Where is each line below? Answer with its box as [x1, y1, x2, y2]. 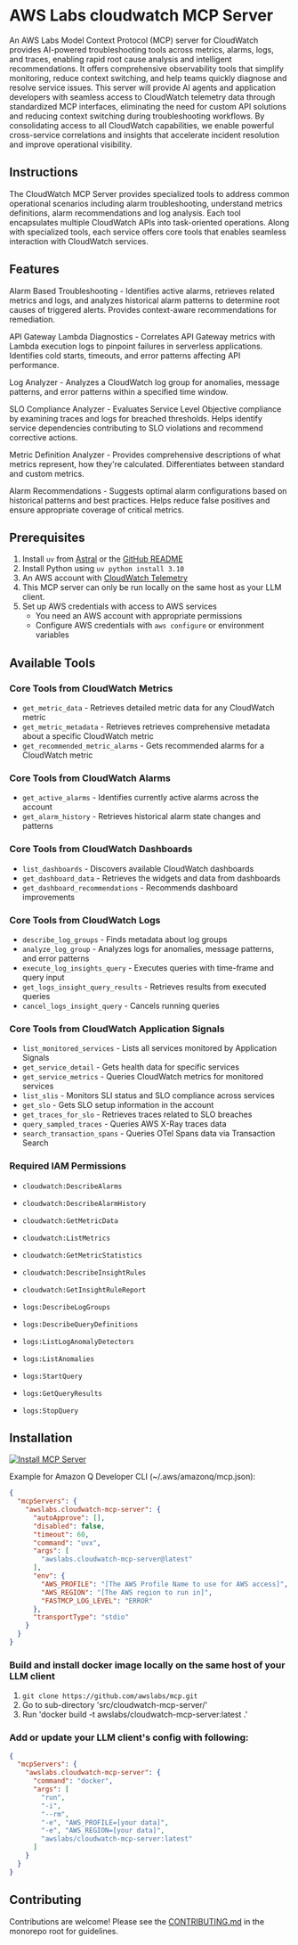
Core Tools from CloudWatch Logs [9, 914, 161, 926]
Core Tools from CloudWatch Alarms [9, 772, 171, 784]
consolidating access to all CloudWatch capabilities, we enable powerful [9, 119, 274, 130]
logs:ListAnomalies [21, 1354, 95, 1364]
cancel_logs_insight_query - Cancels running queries [21, 1000, 220, 1011]
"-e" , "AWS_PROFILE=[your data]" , [41, 1818, 169, 1827]
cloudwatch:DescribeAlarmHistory [21, 1199, 147, 1208]
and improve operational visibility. [9, 139, 133, 150]
